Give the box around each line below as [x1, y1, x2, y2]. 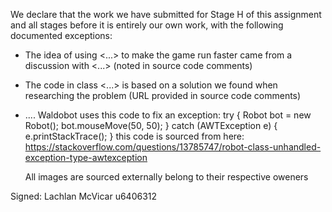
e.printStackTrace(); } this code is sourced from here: [24, 130, 245, 142]
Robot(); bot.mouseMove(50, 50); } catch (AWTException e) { [24, 120, 278, 131]
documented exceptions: [10, 30, 113, 41]
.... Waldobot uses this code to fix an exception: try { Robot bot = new [24, 109, 312, 121]
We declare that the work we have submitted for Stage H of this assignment [10, 9, 322, 20]
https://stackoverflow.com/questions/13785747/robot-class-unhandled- [24, 141, 322, 153]
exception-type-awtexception [24, 152, 148, 163]
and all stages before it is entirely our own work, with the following [10, 19, 284, 31]
